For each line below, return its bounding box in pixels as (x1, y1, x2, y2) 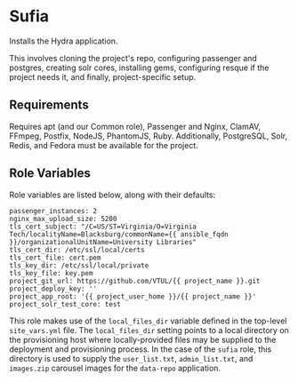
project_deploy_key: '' (9, 284, 98, 293)
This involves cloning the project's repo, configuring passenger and (9, 52, 258, 63)
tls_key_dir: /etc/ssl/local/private (9, 260, 149, 270)
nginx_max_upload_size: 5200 (9, 214, 117, 223)
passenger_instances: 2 (9, 206, 98, 215)
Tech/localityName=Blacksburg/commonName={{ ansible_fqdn (9, 229, 229, 239)
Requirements (9, 98, 89, 113)
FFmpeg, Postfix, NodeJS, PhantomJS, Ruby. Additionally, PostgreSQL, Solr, (9, 131, 287, 141)
